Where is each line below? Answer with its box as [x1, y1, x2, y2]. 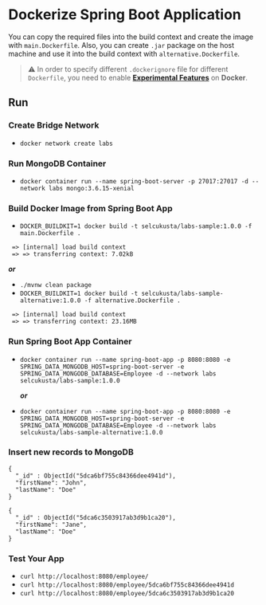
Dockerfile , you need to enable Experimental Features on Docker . [27, 73, 248, 82]
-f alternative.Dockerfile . [84, 297, 181, 304]
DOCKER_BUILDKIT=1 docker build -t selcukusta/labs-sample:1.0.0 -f [19, 222, 252, 230]
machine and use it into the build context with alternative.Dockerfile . [8, 49, 241, 58]
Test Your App [8, 552, 65, 564]
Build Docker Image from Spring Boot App [8, 202, 173, 214]
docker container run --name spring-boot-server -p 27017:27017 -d [19, 177, 248, 185]
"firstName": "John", [15, 478, 88, 487]
